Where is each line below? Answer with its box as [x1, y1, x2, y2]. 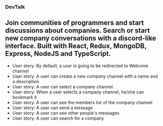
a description [12, 78, 40, 84]
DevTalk [5, 3, 25, 10]
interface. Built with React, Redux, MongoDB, [5, 42, 147, 50]
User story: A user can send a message [12, 105, 93, 111]
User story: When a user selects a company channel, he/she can [12, 89, 144, 95]
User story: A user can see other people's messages [12, 110, 120, 116]
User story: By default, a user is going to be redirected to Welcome [12, 63, 149, 69]
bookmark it [12, 94, 37, 100]
